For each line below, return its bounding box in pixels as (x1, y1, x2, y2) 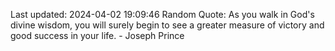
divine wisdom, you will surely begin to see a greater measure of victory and (10, 19, 325, 31)
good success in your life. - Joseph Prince (10, 30, 185, 41)
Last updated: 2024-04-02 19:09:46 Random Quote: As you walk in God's (10, 9, 315, 20)
